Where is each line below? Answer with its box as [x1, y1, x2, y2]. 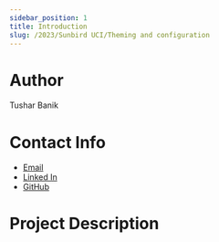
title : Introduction [9, 22, 89, 31]
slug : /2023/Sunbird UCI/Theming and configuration [9, 30, 210, 39]
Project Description [9, 214, 160, 234]
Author [9, 69, 64, 90]
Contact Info [9, 132, 107, 153]
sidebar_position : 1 [9, 13, 89, 23]
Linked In [22, 172, 57, 183]
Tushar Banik [9, 100, 59, 110]
